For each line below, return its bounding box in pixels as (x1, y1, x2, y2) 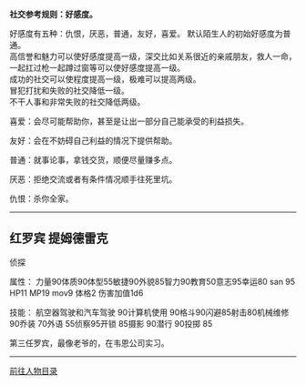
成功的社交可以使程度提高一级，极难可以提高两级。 (9, 74, 201, 85)
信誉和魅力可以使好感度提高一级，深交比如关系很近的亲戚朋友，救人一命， (16, 51, 297, 62)
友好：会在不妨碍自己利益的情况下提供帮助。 (9, 136, 178, 146)
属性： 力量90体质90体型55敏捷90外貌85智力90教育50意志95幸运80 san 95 (9, 276, 296, 287)
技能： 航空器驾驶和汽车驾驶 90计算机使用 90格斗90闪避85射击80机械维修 (9, 307, 290, 318)
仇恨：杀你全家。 (9, 193, 74, 204)
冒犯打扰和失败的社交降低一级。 (9, 86, 129, 96)
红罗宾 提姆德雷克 (9, 231, 108, 247)
